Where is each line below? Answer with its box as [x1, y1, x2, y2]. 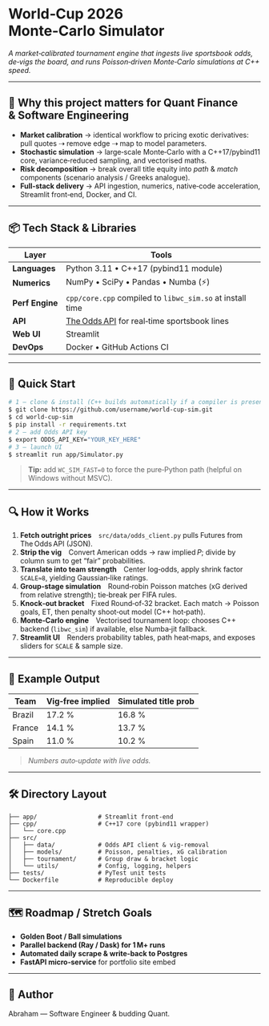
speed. [8, 65, 31, 75]
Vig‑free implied [46, 696, 110, 706]
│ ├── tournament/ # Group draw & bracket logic [8, 854, 199, 862]
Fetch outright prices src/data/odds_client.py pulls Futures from [19, 531, 243, 540]
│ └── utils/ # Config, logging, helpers [8, 862, 192, 870]
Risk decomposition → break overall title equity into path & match [19, 164, 239, 173]
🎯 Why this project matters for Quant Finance [8, 96, 239, 110]
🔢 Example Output [8, 672, 100, 685]
